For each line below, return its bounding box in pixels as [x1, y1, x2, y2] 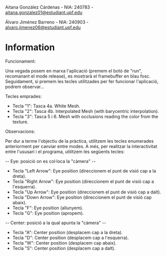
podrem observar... [5, 84, 45, 89]
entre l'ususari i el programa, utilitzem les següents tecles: [5, 149, 125, 155]
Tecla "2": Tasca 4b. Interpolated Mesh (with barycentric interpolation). [12, 108, 160, 114]
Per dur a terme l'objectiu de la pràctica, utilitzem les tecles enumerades [5, 138, 154, 144]
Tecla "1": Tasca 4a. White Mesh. [12, 103, 81, 109]
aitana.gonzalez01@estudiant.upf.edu [5, 9, 83, 15]
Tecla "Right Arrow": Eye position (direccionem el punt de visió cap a [12, 178, 155, 184]
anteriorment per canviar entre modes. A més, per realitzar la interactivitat [5, 143, 158, 149]
